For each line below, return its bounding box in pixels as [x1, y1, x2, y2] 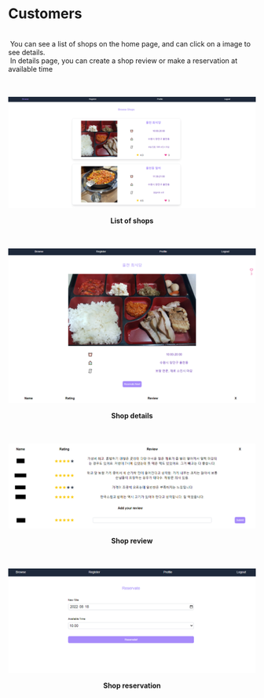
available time [8, 64, 53, 73]
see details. [8, 47, 46, 57]
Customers [8, 5, 82, 23]
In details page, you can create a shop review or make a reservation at [9, 56, 238, 65]
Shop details [111, 411, 153, 421]
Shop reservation [103, 681, 161, 690]
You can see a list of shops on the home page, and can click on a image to [9, 39, 251, 48]
